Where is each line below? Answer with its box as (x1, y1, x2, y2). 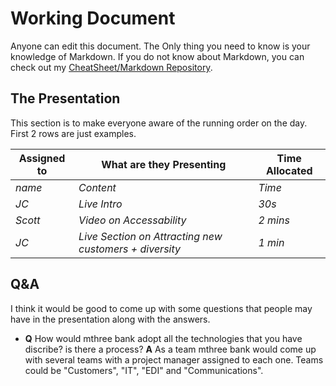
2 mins (258, 213, 290, 227)
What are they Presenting (101, 157, 227, 171)
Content (78, 180, 117, 194)
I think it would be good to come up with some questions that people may (10, 302, 313, 314)
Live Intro (78, 197, 123, 211)
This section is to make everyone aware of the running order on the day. (10, 117, 308, 129)
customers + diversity (78, 242, 182, 256)
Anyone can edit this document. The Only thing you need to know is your (10, 40, 311, 52)
